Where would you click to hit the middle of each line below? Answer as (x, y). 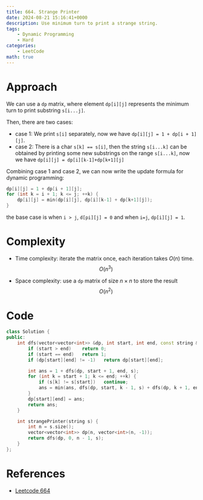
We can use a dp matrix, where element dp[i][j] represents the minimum (98, 104)
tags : (13, 29)
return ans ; (43, 405)
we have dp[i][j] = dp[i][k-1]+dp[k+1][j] (69, 159)
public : (16, 338)
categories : (21, 46)
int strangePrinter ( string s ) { (58, 421)
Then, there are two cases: (40, 122)
